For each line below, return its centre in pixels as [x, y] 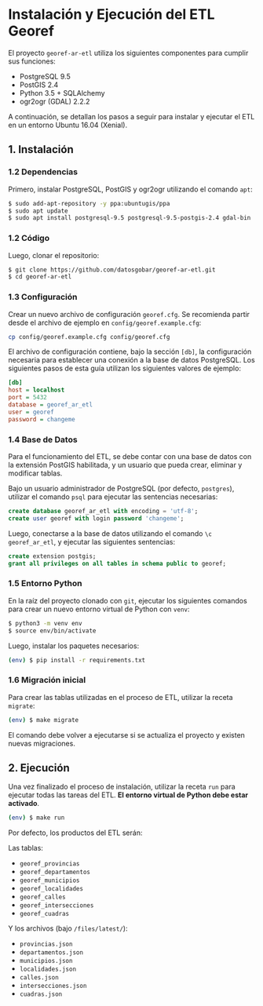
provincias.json [46, 944]
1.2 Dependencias [43, 172]
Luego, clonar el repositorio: [54, 255]
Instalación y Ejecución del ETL [111, 15]
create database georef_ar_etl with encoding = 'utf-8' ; [103, 512]
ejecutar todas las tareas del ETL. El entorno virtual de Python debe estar [128, 795]
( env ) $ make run [37, 818]
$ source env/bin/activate [52, 631]
